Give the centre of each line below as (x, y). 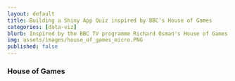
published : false (33, 46)
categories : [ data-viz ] (42, 27)
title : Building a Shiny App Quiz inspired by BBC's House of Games (110, 20)
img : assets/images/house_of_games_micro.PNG (75, 40)
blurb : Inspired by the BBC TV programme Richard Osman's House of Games (118, 33)
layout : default (31, 14)
